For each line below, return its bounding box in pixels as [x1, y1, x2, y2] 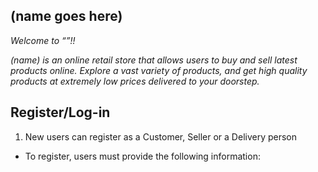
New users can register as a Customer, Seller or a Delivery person [24, 130, 298, 143]
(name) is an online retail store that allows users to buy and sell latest [10, 54, 298, 66]
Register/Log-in [10, 104, 111, 121]
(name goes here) [10, 8, 123, 25]
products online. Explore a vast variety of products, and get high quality [10, 64, 308, 76]
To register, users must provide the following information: [24, 150, 261, 162]
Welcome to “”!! [10, 34, 76, 46]
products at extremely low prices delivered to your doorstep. [10, 75, 260, 87]
